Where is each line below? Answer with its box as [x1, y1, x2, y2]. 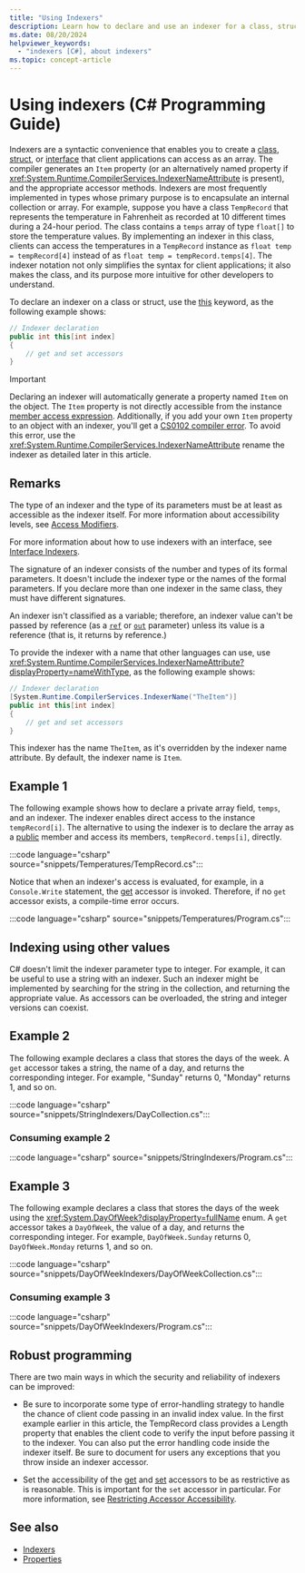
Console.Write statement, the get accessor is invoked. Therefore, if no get [9, 886, 287, 897]
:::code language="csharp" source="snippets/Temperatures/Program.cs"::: [9, 913, 290, 924]
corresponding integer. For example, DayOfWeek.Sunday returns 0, [9, 1231, 251, 1242]
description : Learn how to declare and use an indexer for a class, [9, 22, 274, 31]
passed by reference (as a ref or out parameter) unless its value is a [9, 620, 265, 631]
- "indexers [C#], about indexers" [17, 47, 152, 56]
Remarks [9, 476, 62, 491]
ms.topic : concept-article [9, 55, 112, 64]
